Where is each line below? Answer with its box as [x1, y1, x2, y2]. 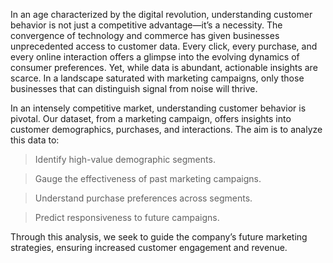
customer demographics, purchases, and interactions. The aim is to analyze [10, 124, 323, 135]
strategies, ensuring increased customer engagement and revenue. [10, 242, 288, 253]
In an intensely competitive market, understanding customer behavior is [10, 102, 307, 114]
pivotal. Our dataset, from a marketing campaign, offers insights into [10, 113, 292, 124]
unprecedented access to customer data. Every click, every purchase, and [10, 40, 318, 52]
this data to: [10, 134, 60, 146]
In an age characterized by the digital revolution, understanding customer [10, 9, 313, 20]
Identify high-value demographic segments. [34, 154, 216, 165]
